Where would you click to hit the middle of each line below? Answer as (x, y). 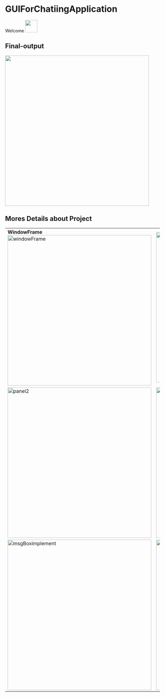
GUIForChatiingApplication (61, 9)
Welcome (15, 31)
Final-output (25, 46)
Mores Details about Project (49, 219)
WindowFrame (25, 232)
